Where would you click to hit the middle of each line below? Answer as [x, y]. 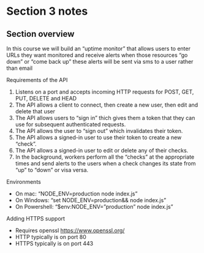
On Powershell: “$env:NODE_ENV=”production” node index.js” [94, 207]
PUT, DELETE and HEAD [46, 98]
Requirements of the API [37, 80]
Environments [24, 182]
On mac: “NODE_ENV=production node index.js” [76, 194]
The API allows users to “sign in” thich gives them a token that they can [105, 118]
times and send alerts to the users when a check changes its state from [105, 163]
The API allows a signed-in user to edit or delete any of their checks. [102, 150]
